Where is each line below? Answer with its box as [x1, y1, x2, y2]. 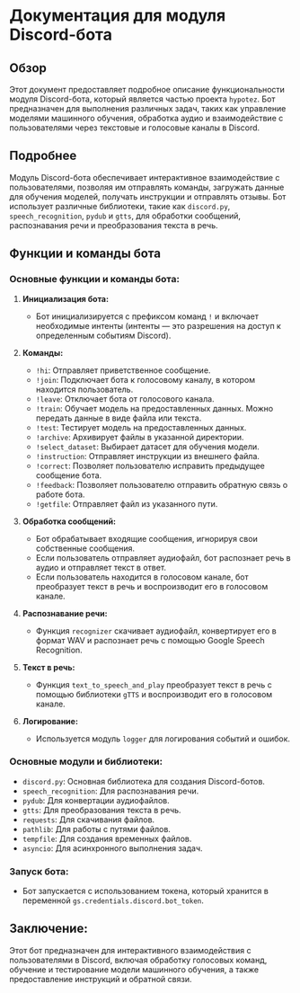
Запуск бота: [9, 864, 69, 877]
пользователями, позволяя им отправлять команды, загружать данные [9, 182, 285, 192]
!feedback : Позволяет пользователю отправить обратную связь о [35, 479, 288, 490]
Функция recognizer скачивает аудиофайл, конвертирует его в [35, 625, 277, 636]
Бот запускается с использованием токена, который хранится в [22, 886, 269, 897]
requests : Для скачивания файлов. [22, 814, 155, 825]
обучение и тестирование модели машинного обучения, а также [9, 963, 259, 975]
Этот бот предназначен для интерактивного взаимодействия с [9, 944, 251, 955]
